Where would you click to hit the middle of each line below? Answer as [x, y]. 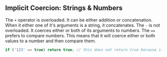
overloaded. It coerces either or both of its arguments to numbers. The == [80, 30]
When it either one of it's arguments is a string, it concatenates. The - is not [83, 25]
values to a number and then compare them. [50, 41]
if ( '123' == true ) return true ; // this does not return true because [81, 50]
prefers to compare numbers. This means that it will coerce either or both [80, 35]
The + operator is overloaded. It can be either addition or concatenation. [79, 20]
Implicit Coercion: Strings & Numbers [64, 8]
